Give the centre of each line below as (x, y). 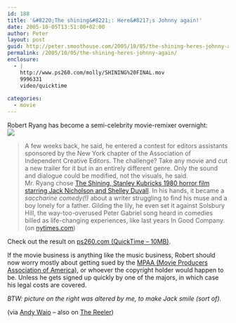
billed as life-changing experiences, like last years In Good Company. (124, 220)
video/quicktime (44, 86)
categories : (25, 99)
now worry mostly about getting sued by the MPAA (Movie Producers (108, 262)
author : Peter (28, 33)
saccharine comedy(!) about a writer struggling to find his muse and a (126, 198)
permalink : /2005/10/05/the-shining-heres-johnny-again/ (92, 53)
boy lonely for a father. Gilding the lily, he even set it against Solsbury (125, 205)
